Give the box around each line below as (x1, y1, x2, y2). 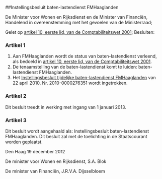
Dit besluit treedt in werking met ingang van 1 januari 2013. (5, 104, 127, 110)
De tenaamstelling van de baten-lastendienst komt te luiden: (12, 64, 137, 70)
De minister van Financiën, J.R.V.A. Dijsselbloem (5, 168, 106, 174)
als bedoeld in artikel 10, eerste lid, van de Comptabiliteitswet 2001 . (12, 58, 152, 65)
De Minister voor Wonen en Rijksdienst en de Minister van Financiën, (5, 14, 148, 20)
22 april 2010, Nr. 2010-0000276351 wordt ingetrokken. (12, 80, 128, 86)
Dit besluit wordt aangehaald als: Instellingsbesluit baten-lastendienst (5, 128, 149, 134)
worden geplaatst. (5, 139, 43, 145)
